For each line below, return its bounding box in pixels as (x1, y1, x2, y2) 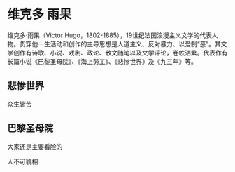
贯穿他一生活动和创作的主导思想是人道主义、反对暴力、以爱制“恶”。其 (19, 39, 222, 48)
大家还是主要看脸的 (7, 142, 63, 151)
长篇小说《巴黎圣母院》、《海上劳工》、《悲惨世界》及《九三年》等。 (7, 57, 197, 65)
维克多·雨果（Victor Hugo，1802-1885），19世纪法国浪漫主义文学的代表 (7, 31, 212, 39)
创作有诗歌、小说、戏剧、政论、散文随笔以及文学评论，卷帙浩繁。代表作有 (13, 48, 228, 57)
